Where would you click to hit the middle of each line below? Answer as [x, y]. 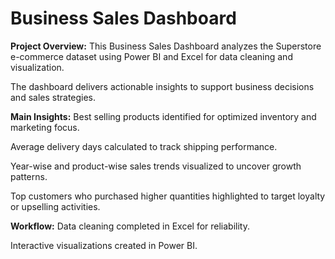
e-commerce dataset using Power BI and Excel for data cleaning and [151, 56]
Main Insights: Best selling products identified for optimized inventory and [163, 116]
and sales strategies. [53, 97]
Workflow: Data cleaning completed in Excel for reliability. [130, 226]
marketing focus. [45, 127]
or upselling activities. [55, 206]
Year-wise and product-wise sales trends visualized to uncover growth [156, 166]
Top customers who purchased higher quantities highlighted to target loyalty [168, 196]
